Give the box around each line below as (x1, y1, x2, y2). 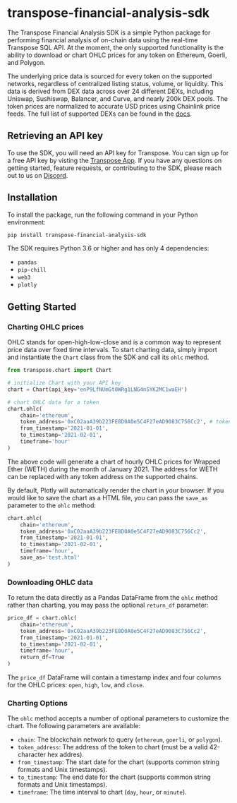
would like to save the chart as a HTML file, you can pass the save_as (7, 493, 208, 502)
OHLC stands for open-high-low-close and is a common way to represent (7, 338, 221, 346)
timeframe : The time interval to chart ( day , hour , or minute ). (17, 788, 187, 797)
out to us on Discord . (7, 171, 68, 179)
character (17, 750, 46, 759)
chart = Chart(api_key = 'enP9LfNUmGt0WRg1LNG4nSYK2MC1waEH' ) (7, 386, 188, 393)
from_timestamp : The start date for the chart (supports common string (17, 758, 220, 766)
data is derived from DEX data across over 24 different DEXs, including (7, 87, 214, 95)
